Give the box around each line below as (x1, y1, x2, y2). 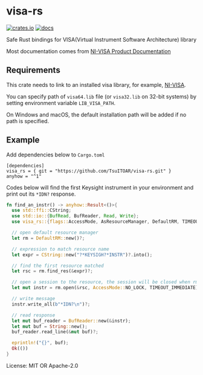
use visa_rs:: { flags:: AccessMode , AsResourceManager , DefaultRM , (11, 219, 180, 225)
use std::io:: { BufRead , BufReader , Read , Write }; (11, 213, 139, 219)
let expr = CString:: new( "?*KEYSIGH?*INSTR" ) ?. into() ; (11, 252, 153, 258)
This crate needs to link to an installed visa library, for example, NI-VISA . (6, 81, 186, 88)
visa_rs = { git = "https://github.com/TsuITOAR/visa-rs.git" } (6, 168, 172, 174)
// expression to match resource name (11, 246, 110, 252)
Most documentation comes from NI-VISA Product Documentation (6, 47, 171, 55)
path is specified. (6, 117, 50, 124)
